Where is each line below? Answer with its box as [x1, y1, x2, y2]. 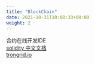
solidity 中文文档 [6, 44, 47, 51]
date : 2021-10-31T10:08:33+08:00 [6, 14, 90, 20]
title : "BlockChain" [6, 8, 58, 15]
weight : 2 [6, 20, 31, 26]
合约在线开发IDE [6, 37, 47, 44]
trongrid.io [6, 51, 32, 59]
